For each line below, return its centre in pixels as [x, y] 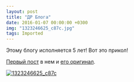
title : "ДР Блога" [29, 17]
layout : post [22, 12]
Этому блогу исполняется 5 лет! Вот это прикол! [67, 50]
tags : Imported [25, 34]
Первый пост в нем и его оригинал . [51, 62]
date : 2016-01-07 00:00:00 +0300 [47, 22]
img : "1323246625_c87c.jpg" [41, 28]
